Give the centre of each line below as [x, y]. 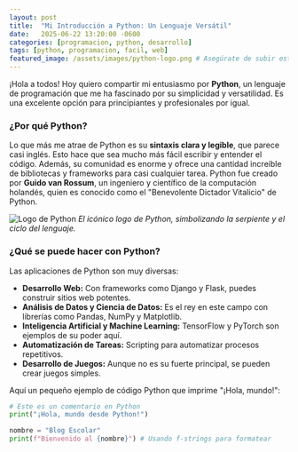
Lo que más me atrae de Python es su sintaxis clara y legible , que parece [145, 145]
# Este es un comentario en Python [75, 406]
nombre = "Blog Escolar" [55, 431]
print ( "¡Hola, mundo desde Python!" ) [79, 415]
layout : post [33, 17]
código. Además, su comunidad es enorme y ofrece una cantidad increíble [145, 164]
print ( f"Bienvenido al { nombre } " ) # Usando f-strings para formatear [141, 439]
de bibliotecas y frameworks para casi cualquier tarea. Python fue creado [144, 173]
